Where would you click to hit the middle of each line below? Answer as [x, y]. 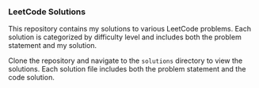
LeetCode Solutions [47, 12]
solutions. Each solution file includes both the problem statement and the [127, 69]
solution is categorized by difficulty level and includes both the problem [125, 37]
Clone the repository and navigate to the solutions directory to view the [126, 60]
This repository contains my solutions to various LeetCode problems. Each [130, 29]
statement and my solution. [53, 46]
